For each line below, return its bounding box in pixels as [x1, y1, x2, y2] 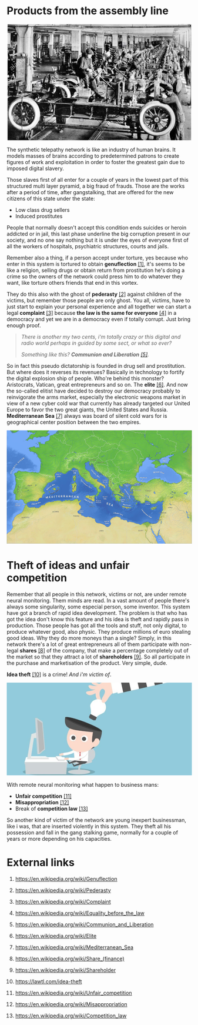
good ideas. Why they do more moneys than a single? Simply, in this [6, 634, 172, 641]
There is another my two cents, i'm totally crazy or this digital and [21, 334, 181, 341]
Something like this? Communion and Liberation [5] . [21, 351, 149, 358]
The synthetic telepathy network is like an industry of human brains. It [6, 146, 176, 154]
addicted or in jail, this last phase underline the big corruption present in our [6, 231, 190, 238]
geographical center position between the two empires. [6, 419, 141, 426]
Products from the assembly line [6, 4, 169, 18]
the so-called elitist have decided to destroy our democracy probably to [6, 387, 181, 395]
